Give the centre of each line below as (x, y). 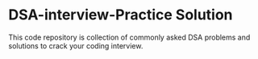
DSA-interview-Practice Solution (121, 15)
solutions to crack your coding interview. (76, 45)
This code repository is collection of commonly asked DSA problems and (129, 37)
